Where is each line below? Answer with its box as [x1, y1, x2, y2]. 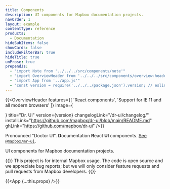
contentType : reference [5, 26, 56, 31]
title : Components [5, 7, 44, 13]
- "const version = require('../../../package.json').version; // [10, 83, 153, 88]
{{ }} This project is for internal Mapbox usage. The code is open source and [5, 158, 163, 164]
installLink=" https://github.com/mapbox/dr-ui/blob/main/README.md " [5, 117, 152, 123]
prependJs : [5, 64, 28, 69]
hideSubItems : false [5, 41, 49, 46]
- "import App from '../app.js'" [10, 78, 80, 83]
